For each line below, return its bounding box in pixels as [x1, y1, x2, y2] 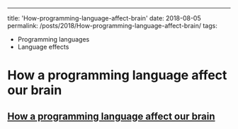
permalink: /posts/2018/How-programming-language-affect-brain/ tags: [7, 22, 217, 30]
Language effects [17, 43, 69, 51]
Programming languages [17, 35, 90, 43]
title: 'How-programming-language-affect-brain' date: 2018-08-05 [7, 14, 202, 22]
